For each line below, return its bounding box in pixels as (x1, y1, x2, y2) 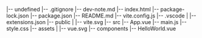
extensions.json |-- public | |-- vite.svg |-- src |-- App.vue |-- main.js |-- (6, 19, 187, 25)
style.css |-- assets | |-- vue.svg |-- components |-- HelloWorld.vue (6, 25, 176, 32)
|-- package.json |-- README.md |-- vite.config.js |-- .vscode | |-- (30, 12, 197, 19)
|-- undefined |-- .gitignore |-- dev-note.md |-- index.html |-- (6, 6, 159, 13)
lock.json (6, 12, 29, 19)
